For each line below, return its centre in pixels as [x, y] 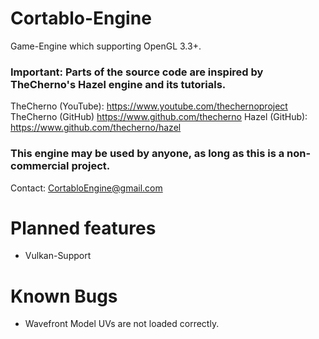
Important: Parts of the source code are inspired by [137, 72]
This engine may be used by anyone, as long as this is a [147, 154]
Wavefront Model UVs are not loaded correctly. [122, 324]
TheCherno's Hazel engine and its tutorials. [118, 84]
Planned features [83, 228]
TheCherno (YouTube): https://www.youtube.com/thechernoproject [149, 106]
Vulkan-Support [58, 256]
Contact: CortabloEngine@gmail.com [86, 188]
